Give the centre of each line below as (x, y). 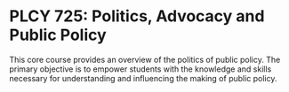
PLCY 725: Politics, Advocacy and (137, 16)
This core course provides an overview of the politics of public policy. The (145, 59)
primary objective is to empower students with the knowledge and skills (140, 69)
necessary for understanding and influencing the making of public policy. (143, 78)
